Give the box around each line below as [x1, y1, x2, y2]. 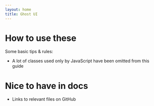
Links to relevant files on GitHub [12, 96, 76, 102]
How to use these [5, 33, 77, 44]
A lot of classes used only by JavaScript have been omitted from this [12, 58, 150, 64]
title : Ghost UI [5, 12, 38, 17]
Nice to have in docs [5, 80, 88, 91]
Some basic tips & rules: [5, 49, 53, 54]
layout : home [5, 7, 31, 12]
